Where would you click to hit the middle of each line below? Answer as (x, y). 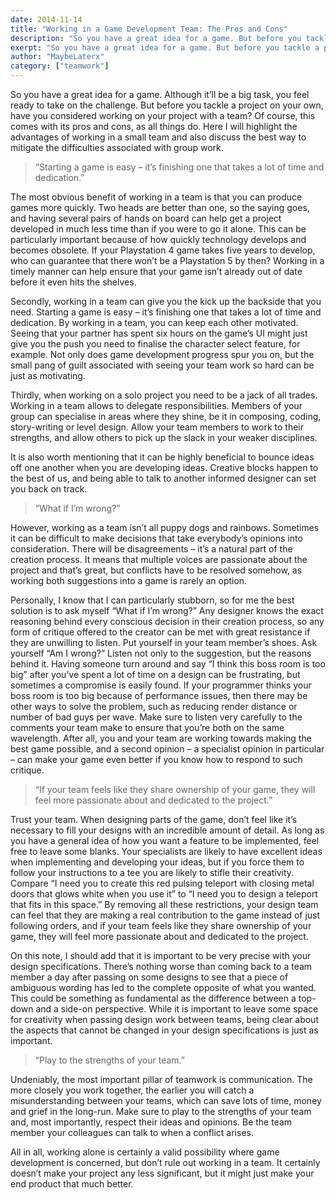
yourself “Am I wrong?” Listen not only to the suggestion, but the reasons (161, 653)
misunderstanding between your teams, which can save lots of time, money (166, 1100)
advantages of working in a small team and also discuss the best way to (158, 137)
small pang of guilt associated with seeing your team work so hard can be (162, 365)
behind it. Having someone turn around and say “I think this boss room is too (168, 664)
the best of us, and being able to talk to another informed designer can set (163, 478)
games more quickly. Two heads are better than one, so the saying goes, (160, 207)
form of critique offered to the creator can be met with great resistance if (160, 632)
